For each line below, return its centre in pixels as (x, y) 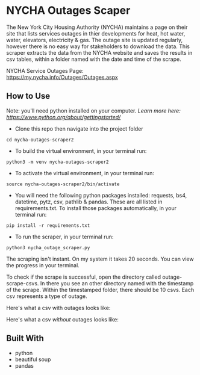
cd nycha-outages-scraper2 (40, 140)
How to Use (28, 96)
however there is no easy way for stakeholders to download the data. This (98, 46)
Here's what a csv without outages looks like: (62, 319)
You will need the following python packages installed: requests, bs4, (101, 195)
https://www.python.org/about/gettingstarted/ (64, 117)
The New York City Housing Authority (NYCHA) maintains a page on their (97, 27)
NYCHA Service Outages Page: (45, 70)
